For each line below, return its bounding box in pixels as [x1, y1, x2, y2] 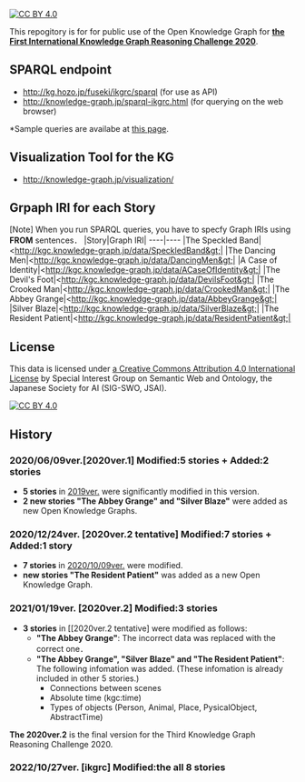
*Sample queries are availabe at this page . [9, 123, 170, 134]
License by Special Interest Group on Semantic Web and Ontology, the [9, 373, 272, 384]
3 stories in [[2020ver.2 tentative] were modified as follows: [22, 623, 248, 634]
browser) [22, 105, 57, 116]
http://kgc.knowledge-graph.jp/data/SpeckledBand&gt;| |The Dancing [15, 246, 276, 256]
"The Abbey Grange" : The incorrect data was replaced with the [35, 632, 276, 643]
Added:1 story [9, 539, 73, 552]
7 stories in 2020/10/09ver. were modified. [22, 560, 183, 571]
